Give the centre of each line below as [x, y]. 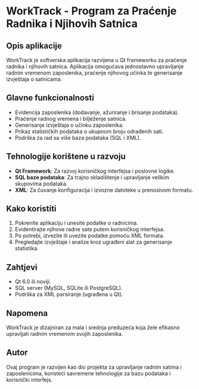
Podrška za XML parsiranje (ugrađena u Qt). [69, 295]
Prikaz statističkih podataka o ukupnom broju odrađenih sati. [89, 131]
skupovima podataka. [41, 183]
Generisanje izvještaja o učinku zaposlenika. [69, 125]
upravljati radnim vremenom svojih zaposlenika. [65, 334]
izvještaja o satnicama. [34, 79]
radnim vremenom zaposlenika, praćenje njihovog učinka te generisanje [94, 73]
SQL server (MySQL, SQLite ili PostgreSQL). [69, 288]
